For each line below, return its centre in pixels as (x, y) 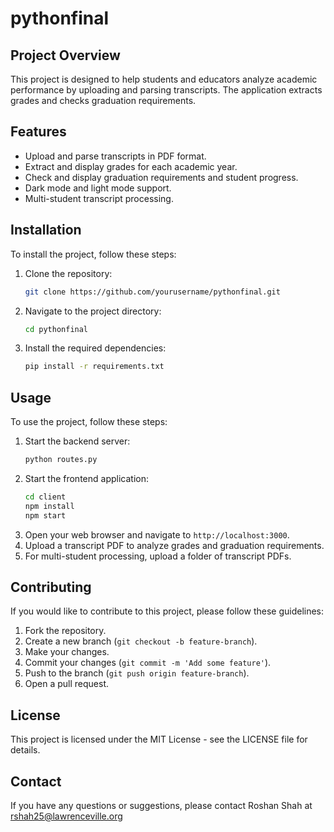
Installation (46, 230)
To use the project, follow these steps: (89, 422)
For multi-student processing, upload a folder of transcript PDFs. (158, 556)
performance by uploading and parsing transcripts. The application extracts (166, 90)
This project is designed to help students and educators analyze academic (164, 79)
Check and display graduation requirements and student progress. (161, 177)
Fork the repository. (65, 631)
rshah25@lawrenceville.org (66, 816)
